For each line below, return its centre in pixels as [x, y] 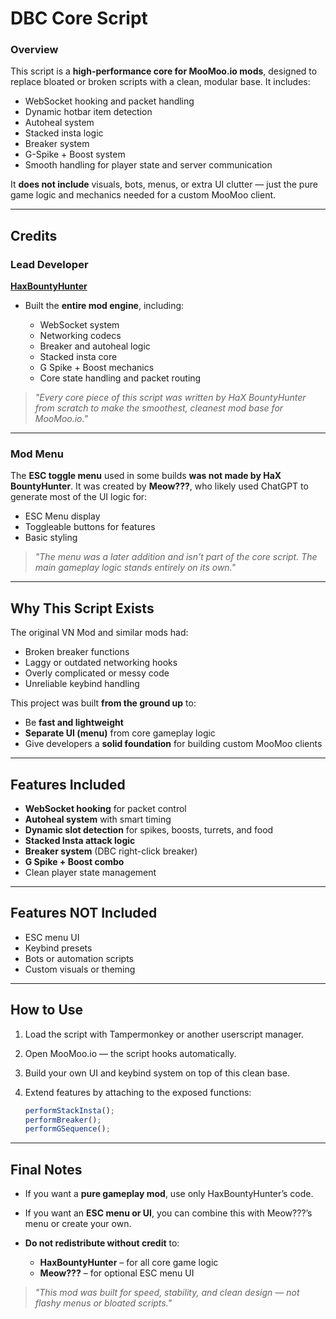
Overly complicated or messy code [97, 673]
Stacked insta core [78, 357]
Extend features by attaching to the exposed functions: [138, 1092]
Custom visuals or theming [80, 969]
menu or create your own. [78, 1224]
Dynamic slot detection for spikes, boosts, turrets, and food [149, 830]
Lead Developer [49, 264]
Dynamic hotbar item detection [88, 112]
